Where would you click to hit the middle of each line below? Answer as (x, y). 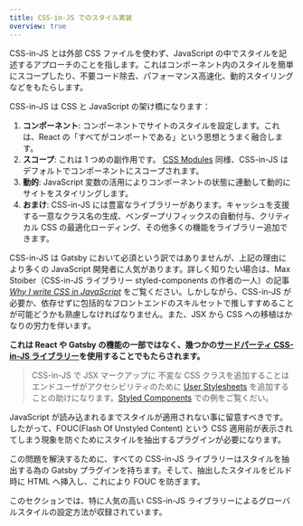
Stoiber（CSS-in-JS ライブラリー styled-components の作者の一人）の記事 (150, 280)
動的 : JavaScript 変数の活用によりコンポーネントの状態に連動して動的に (156, 182)
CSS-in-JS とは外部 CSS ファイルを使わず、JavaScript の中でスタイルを (144, 53)
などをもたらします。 (49, 87)
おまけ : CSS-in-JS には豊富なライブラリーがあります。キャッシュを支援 (156, 204)
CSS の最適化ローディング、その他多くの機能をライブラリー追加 (160, 227)
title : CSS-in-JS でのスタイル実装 (71, 18)
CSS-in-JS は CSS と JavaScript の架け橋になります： (110, 106)
